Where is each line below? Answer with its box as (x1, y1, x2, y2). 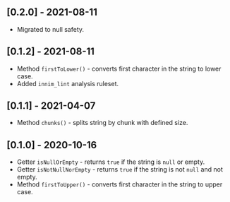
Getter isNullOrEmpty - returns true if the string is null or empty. (16, 158, 205, 166)
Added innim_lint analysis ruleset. (16, 79, 119, 88)
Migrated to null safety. (16, 25, 85, 33)
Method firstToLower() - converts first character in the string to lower (16, 64, 222, 73)
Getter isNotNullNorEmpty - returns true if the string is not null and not (16, 165, 223, 174)
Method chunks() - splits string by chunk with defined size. (16, 119, 188, 127)
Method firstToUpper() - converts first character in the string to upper (16, 180, 223, 189)
